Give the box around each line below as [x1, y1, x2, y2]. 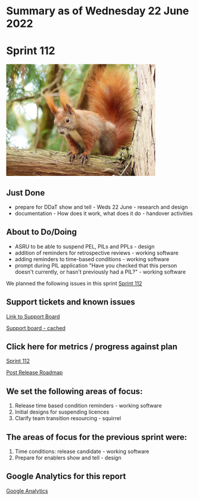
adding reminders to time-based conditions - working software [14, 255, 170, 263]
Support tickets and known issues [6, 297, 135, 308]
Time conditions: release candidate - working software [14, 448, 150, 455]
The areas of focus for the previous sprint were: [6, 432, 188, 442]
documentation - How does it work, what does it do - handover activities [14, 210, 193, 217]
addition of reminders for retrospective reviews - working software [14, 249, 179, 256]
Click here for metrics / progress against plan [6, 341, 178, 352]
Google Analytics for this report [6, 471, 126, 482]
